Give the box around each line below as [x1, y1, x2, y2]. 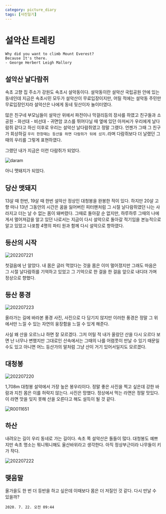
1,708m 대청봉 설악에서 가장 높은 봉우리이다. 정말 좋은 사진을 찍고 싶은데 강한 [5, 383, 155, 389]
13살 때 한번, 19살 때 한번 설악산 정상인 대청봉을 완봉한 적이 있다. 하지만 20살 [5, 198, 154, 204]
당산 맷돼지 [5, 183, 37, 192]
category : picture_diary [5, 7, 56, 12]
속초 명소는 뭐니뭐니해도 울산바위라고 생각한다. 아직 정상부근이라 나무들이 [14, 442, 156, 448]
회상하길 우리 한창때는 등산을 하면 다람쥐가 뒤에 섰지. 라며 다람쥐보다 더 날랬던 [10, 131, 155, 137]
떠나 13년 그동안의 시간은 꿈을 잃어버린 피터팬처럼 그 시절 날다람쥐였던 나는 [10, 204, 155, 210]
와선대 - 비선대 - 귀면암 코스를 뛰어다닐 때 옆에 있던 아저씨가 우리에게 [17, 118, 151, 124]
